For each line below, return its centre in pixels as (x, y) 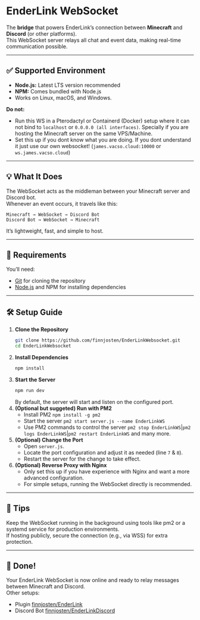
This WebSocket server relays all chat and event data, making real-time (94, 40)
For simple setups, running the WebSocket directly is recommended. (108, 484)
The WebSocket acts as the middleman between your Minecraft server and (98, 191)
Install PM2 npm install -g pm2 (62, 414)
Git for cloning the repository (50, 281)
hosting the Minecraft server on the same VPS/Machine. (84, 133)
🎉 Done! (21, 566)
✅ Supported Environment (56, 71)
